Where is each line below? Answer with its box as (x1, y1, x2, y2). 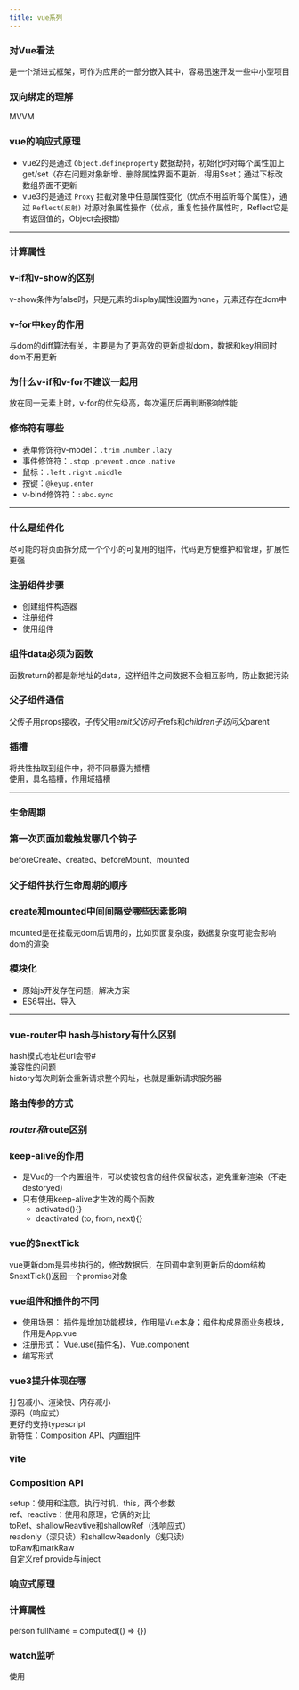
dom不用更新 (9, 351, 58, 362)
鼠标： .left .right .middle (21, 466, 123, 477)
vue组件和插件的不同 (9, 1294, 100, 1307)
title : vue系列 (9, 12, 63, 22)
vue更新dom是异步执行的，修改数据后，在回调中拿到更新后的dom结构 (9, 1259, 266, 1270)
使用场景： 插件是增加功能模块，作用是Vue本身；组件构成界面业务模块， (21, 1317, 289, 1327)
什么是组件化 (9, 521, 65, 534)
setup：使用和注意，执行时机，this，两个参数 (9, 1498, 176, 1509)
